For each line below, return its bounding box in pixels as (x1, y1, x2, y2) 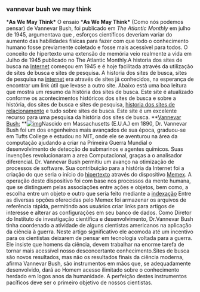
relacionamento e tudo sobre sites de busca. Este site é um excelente (6, 107, 177, 115)
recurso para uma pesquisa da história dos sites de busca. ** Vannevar (6, 114, 181, 121)
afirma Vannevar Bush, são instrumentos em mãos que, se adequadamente (6, 260, 191, 267)
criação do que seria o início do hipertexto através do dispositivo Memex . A (6, 171, 192, 178)
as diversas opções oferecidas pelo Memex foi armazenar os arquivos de (6, 196, 187, 203)
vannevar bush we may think (6, 5, 91, 13)
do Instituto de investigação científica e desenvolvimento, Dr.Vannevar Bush (6, 215, 193, 223)
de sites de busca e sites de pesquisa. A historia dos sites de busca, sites (6, 69, 187, 77)
